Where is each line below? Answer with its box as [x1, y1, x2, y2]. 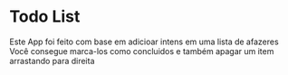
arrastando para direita [9, 55, 95, 66]
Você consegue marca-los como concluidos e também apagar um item [9, 45, 274, 56]
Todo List [9, 6, 81, 27]
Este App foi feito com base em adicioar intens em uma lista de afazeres [9, 36, 279, 47]
